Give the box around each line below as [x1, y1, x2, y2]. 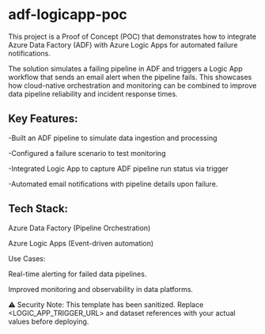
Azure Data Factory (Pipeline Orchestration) [8, 223, 151, 233]
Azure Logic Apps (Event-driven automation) [8, 238, 154, 248]
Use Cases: [8, 253, 46, 263]
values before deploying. [8, 317, 89, 326]
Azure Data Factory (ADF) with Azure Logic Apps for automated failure [8, 40, 238, 49]
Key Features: [8, 112, 78, 126]
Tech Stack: [8, 202, 69, 215]
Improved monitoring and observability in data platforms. [8, 284, 194, 294]
